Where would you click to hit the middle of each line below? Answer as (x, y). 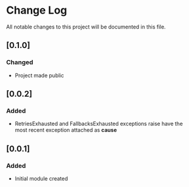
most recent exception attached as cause (66, 130)
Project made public (39, 75)
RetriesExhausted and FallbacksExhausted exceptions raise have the (99, 124)
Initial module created (41, 178)
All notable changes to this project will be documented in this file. (86, 27)
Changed (20, 62)
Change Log (37, 10)
